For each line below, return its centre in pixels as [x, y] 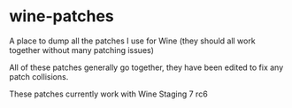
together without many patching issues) [82, 50]
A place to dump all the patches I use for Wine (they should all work [132, 41]
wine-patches [62, 16]
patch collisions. [39, 76]
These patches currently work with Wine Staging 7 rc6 [108, 94]
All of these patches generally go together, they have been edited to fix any [146, 67]
